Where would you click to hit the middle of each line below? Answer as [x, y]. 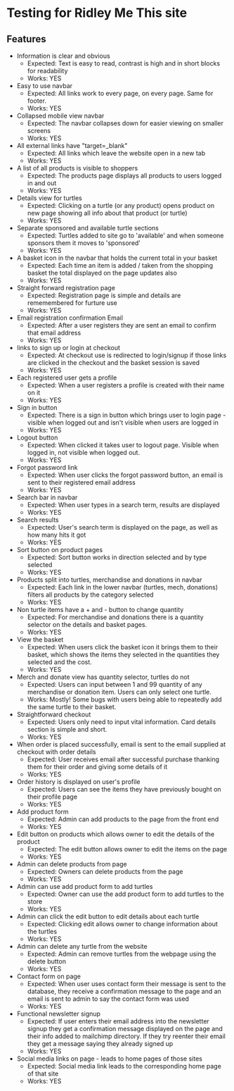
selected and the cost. [59, 662]
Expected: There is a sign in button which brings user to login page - [126, 415]
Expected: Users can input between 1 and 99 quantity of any [115, 684]
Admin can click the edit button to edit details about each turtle [108, 916]
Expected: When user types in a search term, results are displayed [123, 505]
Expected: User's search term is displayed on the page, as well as [123, 527]
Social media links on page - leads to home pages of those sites [110, 1059]
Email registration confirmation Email [70, 318]
